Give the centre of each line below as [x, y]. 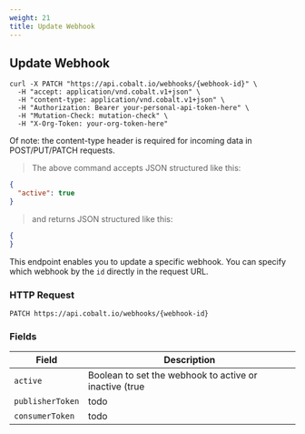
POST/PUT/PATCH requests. [62, 150]
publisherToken [47, 402]
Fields [23, 336]
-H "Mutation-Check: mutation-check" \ [93, 116]
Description [190, 360]
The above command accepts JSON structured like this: [136, 168]
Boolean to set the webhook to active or [172, 376]
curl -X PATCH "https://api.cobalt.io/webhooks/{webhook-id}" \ [133, 84]
